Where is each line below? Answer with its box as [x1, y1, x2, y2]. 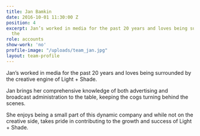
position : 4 [6, 20, 36, 26]
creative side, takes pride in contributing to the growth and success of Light [6, 117, 192, 125]
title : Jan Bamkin [6, 8, 52, 15]
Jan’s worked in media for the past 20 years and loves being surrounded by [6, 69, 192, 76]
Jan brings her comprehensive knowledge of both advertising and [6, 87, 168, 94]
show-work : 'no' [6, 42, 46, 48]
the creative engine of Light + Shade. [6, 75, 97, 83]
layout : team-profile [6, 53, 60, 59]
